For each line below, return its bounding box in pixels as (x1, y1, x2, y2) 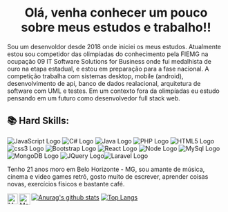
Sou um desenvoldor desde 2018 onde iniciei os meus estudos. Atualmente (7, 42, 221, 51)
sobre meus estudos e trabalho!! (21, 19, 211, 35)
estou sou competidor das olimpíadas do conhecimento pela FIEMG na (7, 50, 209, 58)
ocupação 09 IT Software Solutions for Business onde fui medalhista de (7, 57, 212, 65)
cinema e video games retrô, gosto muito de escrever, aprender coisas (7, 172, 209, 181)
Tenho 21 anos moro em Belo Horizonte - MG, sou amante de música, (7, 165, 205, 173)
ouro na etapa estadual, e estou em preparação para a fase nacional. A (7, 64, 209, 73)
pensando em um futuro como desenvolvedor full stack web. (7, 94, 181, 102)
